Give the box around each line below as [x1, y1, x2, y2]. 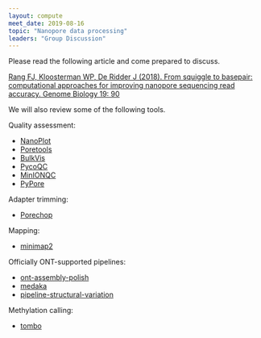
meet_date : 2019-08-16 [8, 19, 85, 27]
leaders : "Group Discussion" [8, 34, 106, 43]
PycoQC [19, 162, 48, 172]
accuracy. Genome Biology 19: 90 [8, 90, 120, 99]
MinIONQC [19, 170, 56, 180]
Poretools [19, 144, 52, 154]
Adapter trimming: [8, 194, 68, 204]
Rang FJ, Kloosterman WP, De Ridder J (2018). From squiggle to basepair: [8, 72, 253, 81]
